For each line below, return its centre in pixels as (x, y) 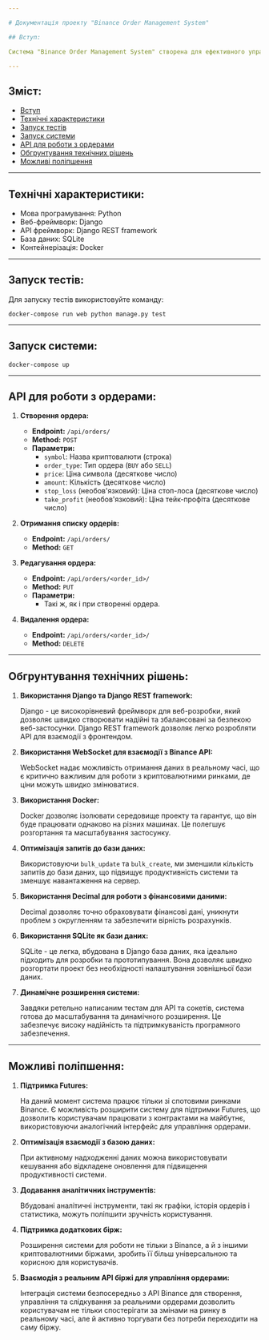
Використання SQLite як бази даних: (84, 936)
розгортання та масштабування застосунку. (95, 833)
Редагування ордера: (58, 563)
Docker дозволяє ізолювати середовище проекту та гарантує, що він (138, 816)
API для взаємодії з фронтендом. (76, 737)
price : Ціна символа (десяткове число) (110, 474)
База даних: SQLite (52, 239)
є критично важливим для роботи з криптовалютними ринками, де (135, 776)
